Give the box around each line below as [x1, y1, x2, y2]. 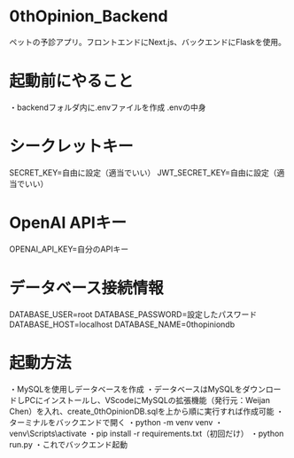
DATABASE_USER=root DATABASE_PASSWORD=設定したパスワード [9, 308, 258, 320]
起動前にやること [9, 71, 135, 91]
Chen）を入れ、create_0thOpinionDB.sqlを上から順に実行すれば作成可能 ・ [9, 406, 285, 416]
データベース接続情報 [9, 277, 164, 298]
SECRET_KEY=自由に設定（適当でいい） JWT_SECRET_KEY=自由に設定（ [9, 167, 277, 178]
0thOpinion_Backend [9, 6, 168, 27]
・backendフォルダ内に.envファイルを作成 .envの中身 [9, 102, 206, 113]
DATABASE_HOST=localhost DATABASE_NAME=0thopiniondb [9, 319, 236, 330]
